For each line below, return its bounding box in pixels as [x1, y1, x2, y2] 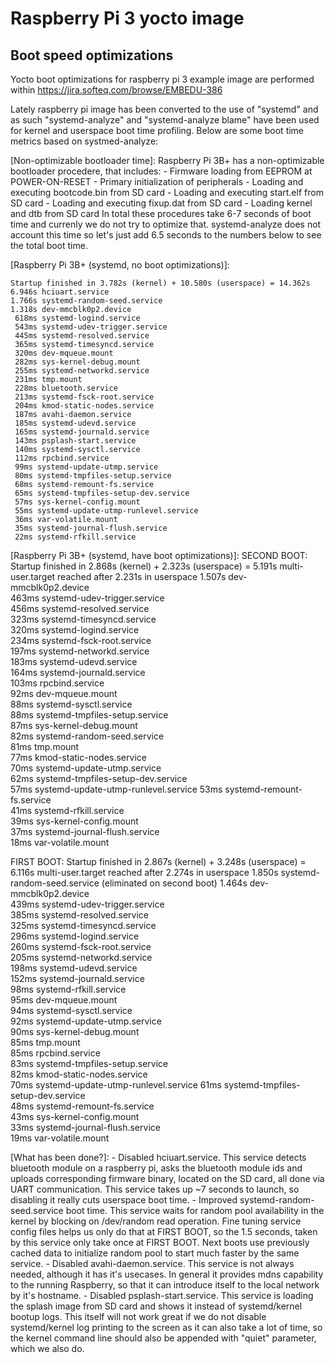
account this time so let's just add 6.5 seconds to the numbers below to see [10, 229, 322, 241]
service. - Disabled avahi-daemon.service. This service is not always [10, 1258, 295, 1269]
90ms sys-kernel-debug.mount [10, 1026, 140, 1037]
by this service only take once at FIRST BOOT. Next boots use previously [10, 1237, 310, 1248]
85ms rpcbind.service [10, 1047, 101, 1059]
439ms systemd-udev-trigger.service [10, 898, 165, 910]
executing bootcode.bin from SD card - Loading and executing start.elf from [10, 187, 324, 198]
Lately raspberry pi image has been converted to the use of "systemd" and [10, 103, 319, 115]
